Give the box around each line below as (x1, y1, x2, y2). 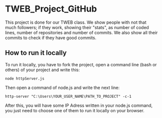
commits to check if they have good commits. (5, 35, 96, 41)
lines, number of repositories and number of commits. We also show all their (5, 29, 158, 35)
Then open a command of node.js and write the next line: (5, 85, 120, 90)
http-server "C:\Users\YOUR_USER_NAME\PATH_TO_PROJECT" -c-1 (5, 94, 132, 99)
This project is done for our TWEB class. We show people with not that (5, 19, 147, 25)
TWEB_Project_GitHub (5, 3, 97, 15)
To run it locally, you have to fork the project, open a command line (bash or (5, 61, 157, 67)
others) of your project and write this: (5, 67, 80, 73)
